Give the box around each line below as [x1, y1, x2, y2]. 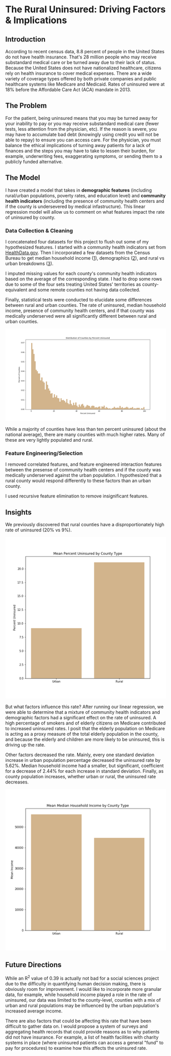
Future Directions [5, 961, 62, 969]
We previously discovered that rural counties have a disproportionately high [5, 522, 164, 528]
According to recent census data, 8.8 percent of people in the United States [5, 49, 165, 54]
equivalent [5, 286, 28, 293]
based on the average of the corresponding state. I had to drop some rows [5, 276, 162, 282]
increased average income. [5, 1008, 63, 1014]
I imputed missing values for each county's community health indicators [5, 270, 157, 276]
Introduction [5, 35, 46, 44]
